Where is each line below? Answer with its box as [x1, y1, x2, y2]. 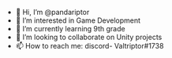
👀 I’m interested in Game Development [15, 16, 140, 25]
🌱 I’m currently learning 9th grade [15, 24, 125, 33]
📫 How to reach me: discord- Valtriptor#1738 [15, 42, 164, 50]
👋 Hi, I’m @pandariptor [15, 8, 90, 16]
